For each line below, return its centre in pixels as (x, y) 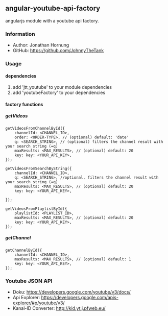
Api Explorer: (26, 298)
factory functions (24, 104)
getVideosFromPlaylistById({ (36, 209)
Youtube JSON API (29, 281)
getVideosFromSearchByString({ (39, 168)
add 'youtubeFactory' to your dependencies (59, 93)
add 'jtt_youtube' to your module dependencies (62, 87)
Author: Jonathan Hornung (41, 45)
